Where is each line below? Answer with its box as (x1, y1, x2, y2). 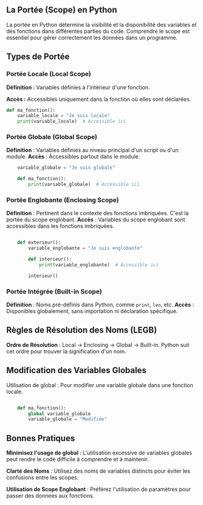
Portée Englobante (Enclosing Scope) (6, 196, 119, 204)
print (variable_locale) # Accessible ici (17, 119, 126, 125)
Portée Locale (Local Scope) (6, 70, 91, 78)
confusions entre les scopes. (6, 474, 79, 481)
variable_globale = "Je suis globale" (17, 165, 115, 171)
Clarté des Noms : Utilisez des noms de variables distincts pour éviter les (6, 467, 190, 475)
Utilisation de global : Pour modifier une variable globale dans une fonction (6, 381, 193, 388)
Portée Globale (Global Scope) (6, 133, 98, 142)
